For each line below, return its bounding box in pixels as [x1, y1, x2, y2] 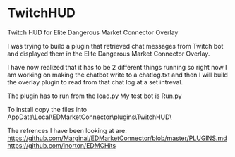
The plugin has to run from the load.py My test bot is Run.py [7, 92, 182, 100]
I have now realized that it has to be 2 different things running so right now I [7, 63, 227, 71]
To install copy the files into [7, 105, 87, 113]
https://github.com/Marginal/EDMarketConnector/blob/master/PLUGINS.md [7, 134, 227, 142]
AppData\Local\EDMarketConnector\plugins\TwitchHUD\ [7, 113, 172, 121]
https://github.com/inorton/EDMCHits [7, 141, 116, 149]
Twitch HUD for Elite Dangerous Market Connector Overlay [7, 28, 179, 37]
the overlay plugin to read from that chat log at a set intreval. [7, 77, 183, 86]
